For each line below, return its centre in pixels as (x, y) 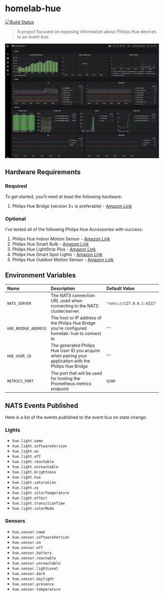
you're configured (69, 328)
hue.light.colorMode (33, 509)
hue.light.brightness (34, 472)
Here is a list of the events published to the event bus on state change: (76, 417)
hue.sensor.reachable (34, 558)
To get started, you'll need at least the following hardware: (64, 197)
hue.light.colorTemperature (41, 493)
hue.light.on (25, 452)
